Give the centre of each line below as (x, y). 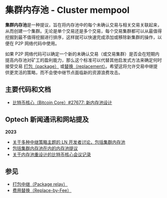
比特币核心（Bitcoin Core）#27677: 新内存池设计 (62, 102)
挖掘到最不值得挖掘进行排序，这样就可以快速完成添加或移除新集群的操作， (81, 37)
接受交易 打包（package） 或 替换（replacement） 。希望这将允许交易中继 (79, 66)
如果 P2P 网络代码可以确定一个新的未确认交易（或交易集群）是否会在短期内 (83, 54)
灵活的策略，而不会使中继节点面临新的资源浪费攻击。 (68, 72)
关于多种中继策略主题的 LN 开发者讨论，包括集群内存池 (69, 142)
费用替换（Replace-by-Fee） (42, 191)
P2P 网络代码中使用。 (37, 43)
